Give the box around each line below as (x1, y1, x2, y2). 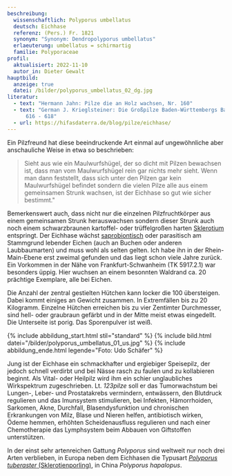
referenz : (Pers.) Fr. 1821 (13, 29, 95, 37)
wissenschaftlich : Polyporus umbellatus (13, 17, 131, 23)
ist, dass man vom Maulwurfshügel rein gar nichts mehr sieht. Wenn (23, 166, 217, 175)
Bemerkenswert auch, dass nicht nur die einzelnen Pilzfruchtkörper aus (7, 209, 211, 218)
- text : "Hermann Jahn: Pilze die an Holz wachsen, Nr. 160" (13, 100, 193, 107)
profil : (7, 55, 30, 62)
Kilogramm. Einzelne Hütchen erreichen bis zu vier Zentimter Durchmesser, (7, 303, 222, 312)
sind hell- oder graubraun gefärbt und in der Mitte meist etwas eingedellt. (7, 310, 216, 318)
